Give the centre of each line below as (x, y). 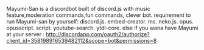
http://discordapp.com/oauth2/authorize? (98, 34)
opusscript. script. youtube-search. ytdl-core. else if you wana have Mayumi (102, 28)
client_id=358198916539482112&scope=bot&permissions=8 (82, 41)
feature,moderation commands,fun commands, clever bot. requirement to (99, 15)
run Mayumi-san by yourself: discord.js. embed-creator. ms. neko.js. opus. (100, 21)
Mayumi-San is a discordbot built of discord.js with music (78, 9)
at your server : (25, 34)
